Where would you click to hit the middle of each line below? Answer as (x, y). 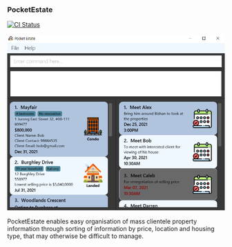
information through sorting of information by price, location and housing (111, 229)
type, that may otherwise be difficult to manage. (75, 236)
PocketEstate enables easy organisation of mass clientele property (102, 221)
